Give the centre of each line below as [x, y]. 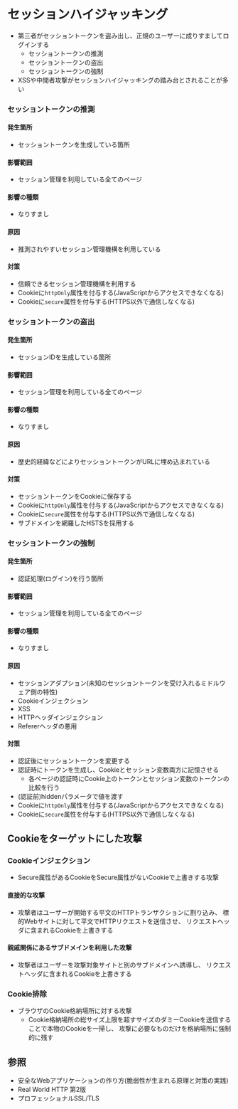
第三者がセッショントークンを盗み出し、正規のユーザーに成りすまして [120, 36]
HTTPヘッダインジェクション [60, 717]
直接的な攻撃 [26, 895]
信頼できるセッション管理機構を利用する [77, 283]
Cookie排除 [27, 994]
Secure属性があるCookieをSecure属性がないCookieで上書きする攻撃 [118, 877]
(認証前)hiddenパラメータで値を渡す [70, 796]
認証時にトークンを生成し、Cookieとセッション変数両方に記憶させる [118, 770]
